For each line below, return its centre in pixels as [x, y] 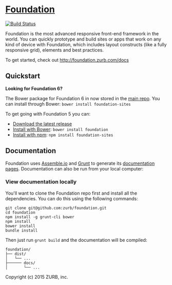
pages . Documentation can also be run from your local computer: [74, 168]
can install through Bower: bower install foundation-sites [68, 104]
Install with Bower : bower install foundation [60, 129]
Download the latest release [42, 124]
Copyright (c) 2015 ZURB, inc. [37, 277]
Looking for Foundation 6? [34, 88]
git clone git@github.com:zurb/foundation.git [56, 208]
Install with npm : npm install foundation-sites [63, 135]
